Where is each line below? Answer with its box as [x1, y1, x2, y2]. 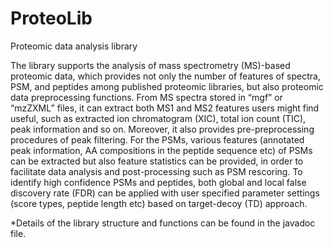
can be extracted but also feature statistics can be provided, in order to [10, 155, 304, 167]
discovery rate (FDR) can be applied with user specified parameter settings [10, 187, 320, 199]
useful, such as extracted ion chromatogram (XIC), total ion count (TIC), [10, 112, 307, 124]
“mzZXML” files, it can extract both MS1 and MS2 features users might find [10, 102, 320, 114]
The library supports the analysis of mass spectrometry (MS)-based [10, 59, 291, 71]
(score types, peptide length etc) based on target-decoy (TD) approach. [10, 197, 308, 209]
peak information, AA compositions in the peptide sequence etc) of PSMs [10, 144, 313, 156]
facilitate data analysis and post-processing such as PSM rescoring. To [10, 165, 303, 177]
